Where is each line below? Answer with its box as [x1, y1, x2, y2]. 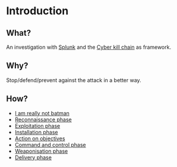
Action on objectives [14, 135, 65, 142]
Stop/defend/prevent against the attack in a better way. [6, 76, 141, 84]
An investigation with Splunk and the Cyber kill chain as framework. [6, 43, 171, 51]
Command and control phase [14, 141, 86, 148]
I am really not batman [14, 109, 70, 116]
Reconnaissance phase [14, 116, 72, 123]
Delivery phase [14, 153, 52, 161]
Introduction [6, 4, 69, 18]
